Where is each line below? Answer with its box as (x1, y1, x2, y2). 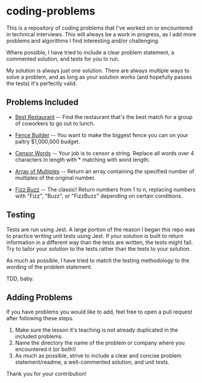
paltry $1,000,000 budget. (14, 138, 80, 145)
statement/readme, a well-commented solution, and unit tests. (14, 358, 170, 366)
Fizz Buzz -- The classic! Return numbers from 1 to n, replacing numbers (14, 185, 196, 193)
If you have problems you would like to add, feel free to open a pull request (6, 308, 192, 315)
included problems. (14, 333, 63, 340)
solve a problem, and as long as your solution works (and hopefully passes (6, 73, 192, 80)
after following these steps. (6, 315, 74, 322)
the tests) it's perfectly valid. (6, 80, 77, 87)
